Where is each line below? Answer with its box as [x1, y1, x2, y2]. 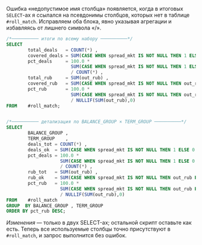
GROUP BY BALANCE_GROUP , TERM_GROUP [6, 202, 103, 209]
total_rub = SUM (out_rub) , [28, 75, 109, 81]
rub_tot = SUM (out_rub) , [28, 169, 98, 175]
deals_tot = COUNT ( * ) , [28, 141, 87, 147]
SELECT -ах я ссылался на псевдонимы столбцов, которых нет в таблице [6, 11, 190, 19]
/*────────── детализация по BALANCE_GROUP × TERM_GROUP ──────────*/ [6, 119, 187, 125]
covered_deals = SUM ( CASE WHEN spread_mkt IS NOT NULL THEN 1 [28, 52, 187, 59]
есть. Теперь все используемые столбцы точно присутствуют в [6, 225, 171, 233]
